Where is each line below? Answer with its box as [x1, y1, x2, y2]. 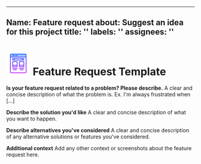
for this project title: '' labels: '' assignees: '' [6, 27, 175, 37]
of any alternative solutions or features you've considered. [6, 133, 151, 141]
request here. [6, 151, 39, 159]
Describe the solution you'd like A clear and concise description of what [6, 109, 187, 116]
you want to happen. [6, 115, 57, 123]
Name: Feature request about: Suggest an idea [6, 17, 184, 28]
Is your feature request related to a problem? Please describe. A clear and [6, 84, 193, 92]
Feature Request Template [32, 65, 166, 78]
